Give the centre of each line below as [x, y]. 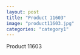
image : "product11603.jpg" [40, 23]
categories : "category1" [38, 29]
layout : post [23, 12]
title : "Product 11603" [36, 18]
